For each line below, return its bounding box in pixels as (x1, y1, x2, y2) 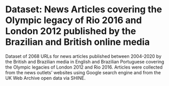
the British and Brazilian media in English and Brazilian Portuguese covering (5, 58, 164, 64)
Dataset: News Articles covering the (5, 4, 162, 15)
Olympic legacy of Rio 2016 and (5, 14, 142, 26)
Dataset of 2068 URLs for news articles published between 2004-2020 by (5, 53, 162, 59)
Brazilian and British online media (5, 36, 150, 48)
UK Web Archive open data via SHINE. (5, 75, 86, 81)
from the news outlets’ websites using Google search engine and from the (5, 69, 161, 75)
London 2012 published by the (5, 26, 136, 37)
